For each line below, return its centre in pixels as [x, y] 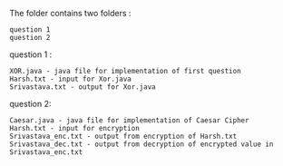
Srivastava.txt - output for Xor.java [83, 87]
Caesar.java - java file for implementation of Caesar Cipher [129, 121]
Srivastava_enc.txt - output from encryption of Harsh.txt [123, 136]
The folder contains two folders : [70, 13]
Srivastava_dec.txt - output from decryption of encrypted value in [141, 144]
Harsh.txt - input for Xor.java [70, 79]
